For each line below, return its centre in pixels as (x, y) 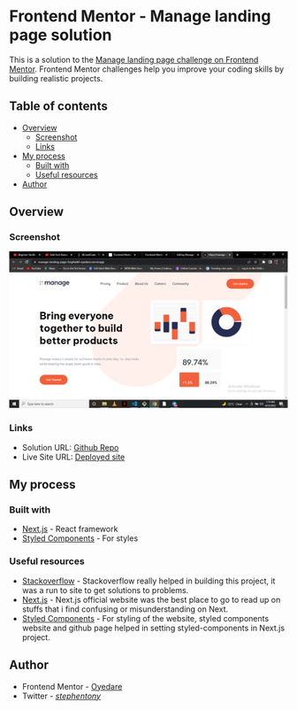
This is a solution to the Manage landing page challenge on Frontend (134, 59)
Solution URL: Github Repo (70, 447)
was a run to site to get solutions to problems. (105, 590)
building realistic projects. (56, 78)
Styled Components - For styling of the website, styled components (145, 618)
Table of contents (58, 107)
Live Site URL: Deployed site (73, 457)
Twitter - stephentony (61, 696)
